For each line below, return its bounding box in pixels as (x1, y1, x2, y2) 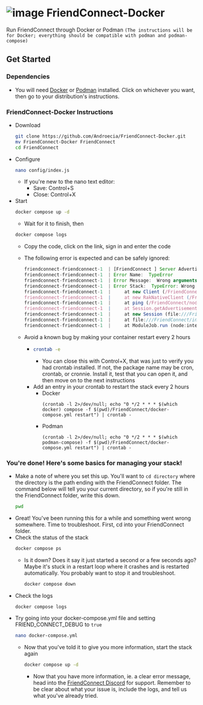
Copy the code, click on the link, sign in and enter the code (24, 243, 171, 250)
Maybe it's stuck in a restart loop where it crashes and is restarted (24, 563, 189, 570)
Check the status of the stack (14, 534, 89, 541)
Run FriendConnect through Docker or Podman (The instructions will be (6, 26, 193, 33)
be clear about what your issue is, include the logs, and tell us (33, 686, 187, 693)
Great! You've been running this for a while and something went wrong (14, 514, 192, 521)
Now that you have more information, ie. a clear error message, (33, 673, 191, 680)
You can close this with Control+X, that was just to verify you (42, 357, 194, 365)
